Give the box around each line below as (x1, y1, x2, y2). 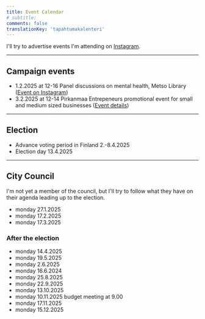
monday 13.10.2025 (15, 286, 64, 293)
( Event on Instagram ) (15, 89, 68, 96)
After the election (6, 234, 60, 242)
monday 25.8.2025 (15, 273, 63, 281)
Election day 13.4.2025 (15, 148, 73, 155)
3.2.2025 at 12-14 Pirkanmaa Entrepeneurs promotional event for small (15, 95, 193, 102)
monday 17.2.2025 (15, 212, 62, 220)
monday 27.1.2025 (15, 206, 61, 213)
